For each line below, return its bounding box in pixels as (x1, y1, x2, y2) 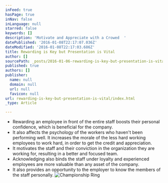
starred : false (5, 26, 37, 31)
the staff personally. (12, 172, 54, 178)
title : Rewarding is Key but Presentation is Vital (5, 49, 115, 54)
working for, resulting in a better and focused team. (12, 151, 118, 157)
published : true (5, 63, 39, 68)
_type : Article (5, 101, 37, 106)
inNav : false (5, 17, 32, 22)
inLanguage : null (5, 21, 41, 27)
